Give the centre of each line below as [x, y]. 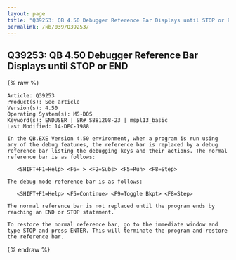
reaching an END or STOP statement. [61, 212]
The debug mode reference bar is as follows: [75, 182]
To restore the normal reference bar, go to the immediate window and [113, 225]
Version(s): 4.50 [33, 108]
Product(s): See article [44, 102]
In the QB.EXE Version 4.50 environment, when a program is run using [113, 139]
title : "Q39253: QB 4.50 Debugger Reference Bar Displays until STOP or [116, 20]
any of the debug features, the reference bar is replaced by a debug [113, 145]
